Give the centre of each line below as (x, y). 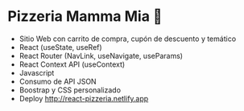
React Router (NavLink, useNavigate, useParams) (101, 55)
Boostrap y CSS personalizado (70, 90)
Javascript (37, 72)
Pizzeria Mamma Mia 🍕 (85, 16)
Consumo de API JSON (58, 81)
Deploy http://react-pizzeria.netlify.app (84, 98)
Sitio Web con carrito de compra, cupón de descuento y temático (128, 39)
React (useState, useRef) (60, 47)
